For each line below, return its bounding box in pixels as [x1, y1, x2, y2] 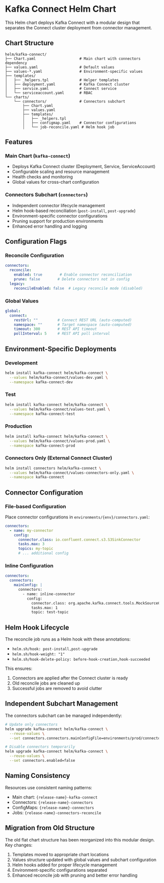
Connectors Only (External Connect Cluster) [5, 454, 112, 461]
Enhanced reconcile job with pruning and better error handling [12, 872, 138, 878]
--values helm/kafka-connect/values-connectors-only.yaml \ [9, 470, 134, 475]
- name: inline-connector [22, 591, 76, 597]
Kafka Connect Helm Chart [5, 3, 116, 15]
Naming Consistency [5, 772, 70, 780]
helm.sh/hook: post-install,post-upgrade [12, 646, 98, 652]
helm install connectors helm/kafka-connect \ [5, 466, 102, 471]
